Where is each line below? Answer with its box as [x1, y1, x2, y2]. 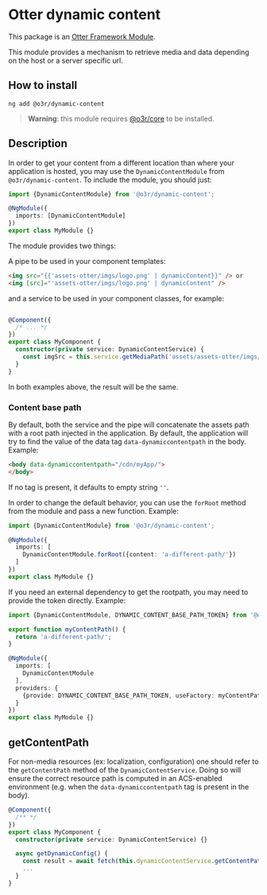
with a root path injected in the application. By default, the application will [8, 428, 249, 438]
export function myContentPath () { [8, 626, 126, 633]
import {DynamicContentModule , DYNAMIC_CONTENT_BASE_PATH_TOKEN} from [8, 610, 247, 619]
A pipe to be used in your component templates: [8, 256, 166, 265]
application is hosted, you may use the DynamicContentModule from [8, 166, 225, 176]
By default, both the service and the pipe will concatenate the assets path [8, 420, 250, 429]
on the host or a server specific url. [8, 56, 123, 65]
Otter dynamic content [8, 6, 161, 24]
